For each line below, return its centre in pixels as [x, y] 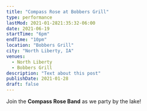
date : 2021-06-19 [28, 28]
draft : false [23, 85]
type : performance [29, 17]
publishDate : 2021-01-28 [37, 79]
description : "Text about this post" [54, 73]
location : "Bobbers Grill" [40, 46]
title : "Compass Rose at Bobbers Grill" [58, 12]
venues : [16, 56]
